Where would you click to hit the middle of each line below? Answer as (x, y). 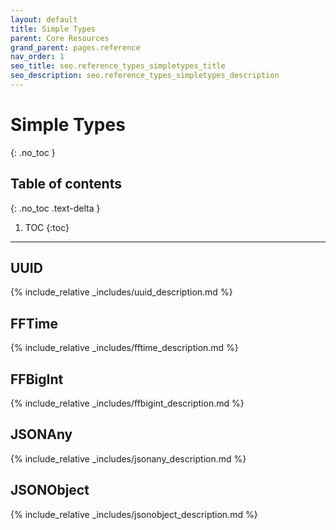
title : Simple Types (53, 29)
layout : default (44, 19)
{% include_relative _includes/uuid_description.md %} (121, 292)
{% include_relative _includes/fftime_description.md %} (124, 348)
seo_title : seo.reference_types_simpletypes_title (118, 66)
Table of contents (66, 184)
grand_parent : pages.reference (75, 47)
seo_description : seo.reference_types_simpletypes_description (145, 76)
